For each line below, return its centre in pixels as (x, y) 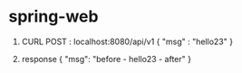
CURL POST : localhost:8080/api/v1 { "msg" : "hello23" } (127, 41)
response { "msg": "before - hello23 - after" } (106, 59)
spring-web (53, 17)
